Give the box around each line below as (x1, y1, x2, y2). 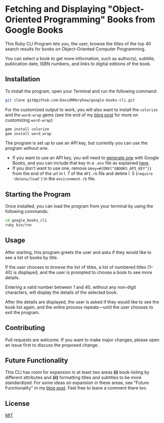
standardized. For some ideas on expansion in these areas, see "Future (5, 380, 149, 386)
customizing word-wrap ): (5, 117, 54, 123)
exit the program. (5, 309, 40, 315)
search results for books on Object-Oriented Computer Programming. (5, 46, 146, 52)
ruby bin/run (5, 223, 32, 228)
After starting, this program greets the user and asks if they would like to (5, 249, 152, 255)
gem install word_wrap (5, 131, 52, 136)
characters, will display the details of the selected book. (5, 289, 118, 295)
